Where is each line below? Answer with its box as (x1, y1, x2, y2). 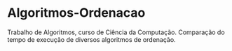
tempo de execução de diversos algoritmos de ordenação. (7, 35, 177, 43)
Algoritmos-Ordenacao (7, 5, 146, 21)
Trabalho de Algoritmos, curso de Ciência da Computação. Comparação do (7, 28, 226, 36)
